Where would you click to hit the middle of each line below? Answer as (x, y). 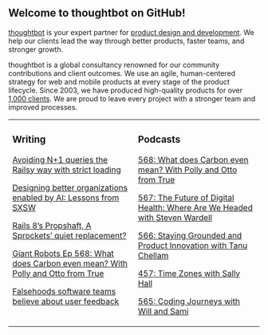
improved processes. (43, 107)
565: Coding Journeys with (189, 301)
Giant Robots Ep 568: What (63, 253)
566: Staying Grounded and (190, 235)
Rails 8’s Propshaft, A (52, 225)
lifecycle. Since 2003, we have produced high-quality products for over (126, 90)
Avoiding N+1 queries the (60, 160)
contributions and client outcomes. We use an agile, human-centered (122, 73)
